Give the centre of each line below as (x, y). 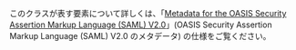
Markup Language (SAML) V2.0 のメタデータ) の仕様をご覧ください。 (140, 36)
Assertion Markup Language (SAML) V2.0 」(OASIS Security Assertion (141, 25)
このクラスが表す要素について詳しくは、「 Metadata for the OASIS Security (148, 13)
